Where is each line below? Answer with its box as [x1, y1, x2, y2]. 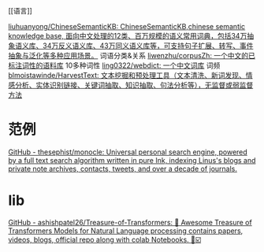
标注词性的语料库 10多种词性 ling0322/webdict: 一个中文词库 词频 [8, 61, 221, 70]
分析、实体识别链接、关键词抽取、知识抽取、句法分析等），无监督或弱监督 [14, 80, 254, 90]
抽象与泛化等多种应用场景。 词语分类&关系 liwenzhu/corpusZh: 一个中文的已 [8, 51, 256, 60]
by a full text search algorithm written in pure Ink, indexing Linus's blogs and [8, 155, 256, 165]
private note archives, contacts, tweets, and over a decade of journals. [8, 164, 238, 173]
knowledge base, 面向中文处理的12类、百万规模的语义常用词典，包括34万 [8, 31, 247, 40]
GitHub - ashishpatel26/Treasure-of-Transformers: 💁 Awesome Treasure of [8, 217, 252, 227]
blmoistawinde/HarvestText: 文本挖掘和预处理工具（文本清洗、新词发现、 [8, 71, 247, 80]
